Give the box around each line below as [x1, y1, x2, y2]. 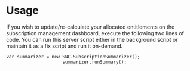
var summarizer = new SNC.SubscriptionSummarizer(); [6, 54, 140, 60]
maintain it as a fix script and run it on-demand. [6, 42, 123, 50]
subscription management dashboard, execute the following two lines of [6, 29, 184, 36]
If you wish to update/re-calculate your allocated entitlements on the [6, 23, 175, 30]
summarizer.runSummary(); [62, 59, 127, 65]
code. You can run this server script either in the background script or [6, 36, 178, 43]
